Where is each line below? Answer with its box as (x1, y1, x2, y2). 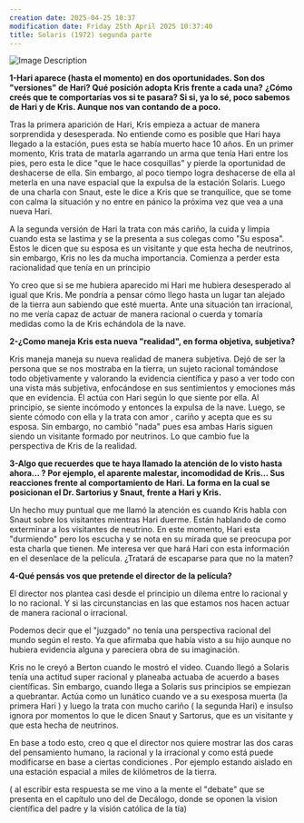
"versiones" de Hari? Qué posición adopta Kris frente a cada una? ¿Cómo (9, 83, 293, 94)
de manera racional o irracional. (9, 608, 129, 619)
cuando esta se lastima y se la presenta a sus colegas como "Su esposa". (9, 233, 285, 244)
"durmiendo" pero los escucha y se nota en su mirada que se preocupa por (9, 533, 292, 545)
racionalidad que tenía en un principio (9, 263, 152, 273)
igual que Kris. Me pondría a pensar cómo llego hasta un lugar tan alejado (9, 290, 286, 301)
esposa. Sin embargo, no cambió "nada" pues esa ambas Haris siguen (9, 421, 274, 432)
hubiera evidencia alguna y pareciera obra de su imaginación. (9, 644, 240, 655)
